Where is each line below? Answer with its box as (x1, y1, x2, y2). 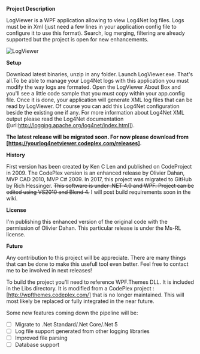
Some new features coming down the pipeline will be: (6, 309, 138, 316)
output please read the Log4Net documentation (6, 115, 124, 122)
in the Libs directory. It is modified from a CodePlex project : (6, 285, 154, 292)
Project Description (6, 5, 56, 12)
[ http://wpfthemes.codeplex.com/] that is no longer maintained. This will (6, 291, 184, 298)
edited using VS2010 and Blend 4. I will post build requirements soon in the (6, 188, 191, 196)
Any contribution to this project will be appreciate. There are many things (6, 254, 186, 261)
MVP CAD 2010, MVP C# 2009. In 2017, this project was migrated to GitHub (6, 176, 192, 182)
